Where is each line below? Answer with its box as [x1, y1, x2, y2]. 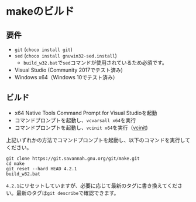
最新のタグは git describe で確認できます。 [16, 189, 119, 196]
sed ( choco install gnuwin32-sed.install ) [14, 52, 117, 59]
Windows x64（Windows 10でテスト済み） [14, 74, 118, 80]
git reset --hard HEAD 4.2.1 [6, 166, 77, 171]
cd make [6, 160, 25, 167]
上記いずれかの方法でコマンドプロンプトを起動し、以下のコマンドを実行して [6, 136, 191, 143]
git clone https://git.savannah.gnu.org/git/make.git [6, 156, 140, 161]
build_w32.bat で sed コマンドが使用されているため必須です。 [23, 59, 168, 66]
